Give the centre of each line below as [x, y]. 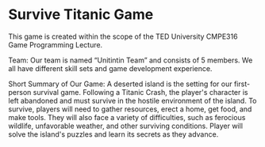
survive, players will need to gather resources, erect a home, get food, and [130, 109]
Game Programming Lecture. [56, 44]
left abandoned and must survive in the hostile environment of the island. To [132, 100]
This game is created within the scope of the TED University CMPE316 [123, 36]
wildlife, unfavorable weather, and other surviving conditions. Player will [126, 126]
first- [242, 84]
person [20, 92]
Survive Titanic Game [81, 15]
